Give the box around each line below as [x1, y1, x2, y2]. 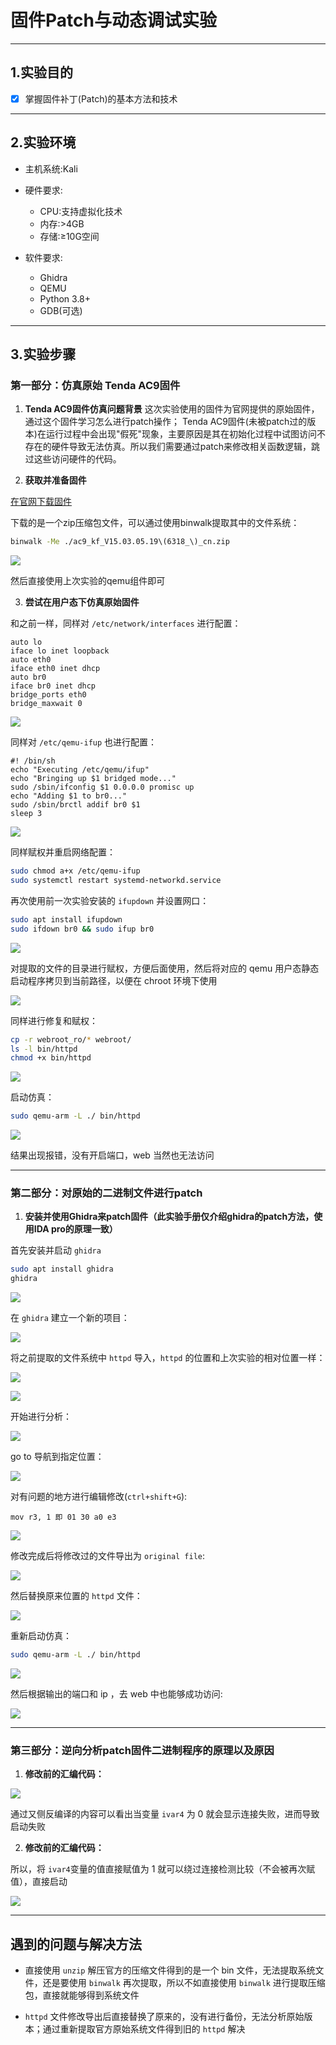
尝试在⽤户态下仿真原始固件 [24, 596, 140, 608]
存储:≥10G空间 [39, 230, 100, 242]
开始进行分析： [10, 1411, 72, 1423]
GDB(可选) [39, 304, 83, 316]
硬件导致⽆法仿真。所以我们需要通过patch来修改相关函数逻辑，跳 [51, 441, 321, 453]
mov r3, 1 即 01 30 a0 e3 [10, 1512, 117, 1523]
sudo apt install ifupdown [10, 914, 123, 925]
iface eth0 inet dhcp [10, 664, 101, 674]
